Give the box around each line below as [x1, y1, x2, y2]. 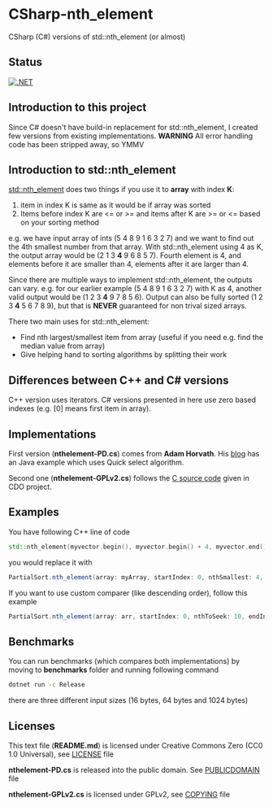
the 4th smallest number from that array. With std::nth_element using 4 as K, [8, 242, 264, 252]
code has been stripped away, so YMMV [8, 139, 145, 149]
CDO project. [8, 482, 53, 491]
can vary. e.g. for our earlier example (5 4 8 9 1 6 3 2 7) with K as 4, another [8, 284, 262, 294]
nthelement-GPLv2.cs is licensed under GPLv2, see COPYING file [8, 789, 230, 799]
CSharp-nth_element [8, 5, 154, 24]
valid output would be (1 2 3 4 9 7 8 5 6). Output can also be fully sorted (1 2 [8, 292, 263, 302]
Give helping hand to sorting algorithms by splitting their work [19, 350, 227, 360]
